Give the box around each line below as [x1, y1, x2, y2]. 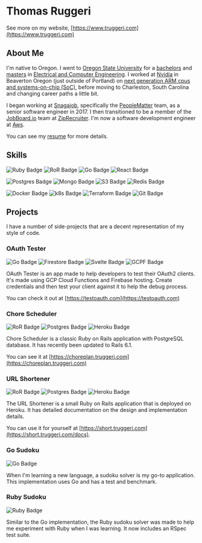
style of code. [6, 230, 41, 237]
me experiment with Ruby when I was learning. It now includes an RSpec [6, 524, 187, 532]
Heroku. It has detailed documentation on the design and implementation [6, 406, 188, 414]
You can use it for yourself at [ [6, 425, 81, 432]
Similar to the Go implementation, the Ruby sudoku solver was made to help [6, 518, 195, 525]
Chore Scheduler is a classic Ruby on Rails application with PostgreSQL [6, 335, 184, 342]
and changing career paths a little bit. [6, 89, 99, 97]
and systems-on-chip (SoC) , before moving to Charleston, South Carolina [6, 83, 189, 91]
